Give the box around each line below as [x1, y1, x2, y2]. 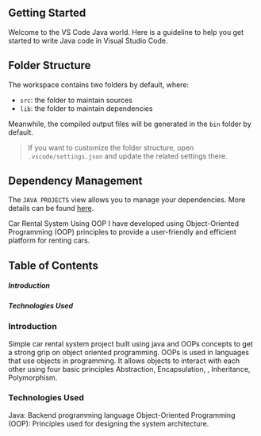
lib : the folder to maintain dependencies [19, 103, 153, 113]
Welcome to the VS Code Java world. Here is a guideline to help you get [8, 27, 244, 36]
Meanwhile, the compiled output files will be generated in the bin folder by [8, 119, 251, 128]
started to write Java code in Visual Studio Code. [8, 36, 168, 45]
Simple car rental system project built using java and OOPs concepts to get [8, 338, 254, 348]
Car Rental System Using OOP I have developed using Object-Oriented [8, 219, 240, 228]
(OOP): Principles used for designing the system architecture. [8, 419, 209, 428]
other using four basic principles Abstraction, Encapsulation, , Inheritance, [8, 364, 251, 373]
